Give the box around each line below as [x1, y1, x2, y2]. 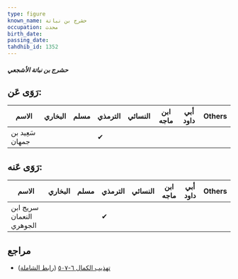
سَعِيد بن [11, 128, 36, 138]
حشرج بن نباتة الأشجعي [7, 65, 69, 74]
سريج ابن [11, 203, 39, 213]
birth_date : [7, 30, 42, 38]
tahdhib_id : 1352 [7, 43, 59, 50]
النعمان [11, 212, 33, 221]
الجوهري [11, 221, 37, 231]
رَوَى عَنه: [7, 160, 42, 173]
